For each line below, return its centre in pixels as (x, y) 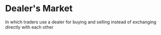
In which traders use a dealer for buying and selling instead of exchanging (81, 22)
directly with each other (29, 27)
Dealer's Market (39, 9)
